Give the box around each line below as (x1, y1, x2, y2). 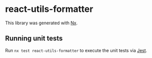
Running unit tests (5, 34, 63, 43)
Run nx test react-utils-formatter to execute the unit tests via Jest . (5, 47, 148, 53)
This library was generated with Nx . (5, 20, 78, 26)
